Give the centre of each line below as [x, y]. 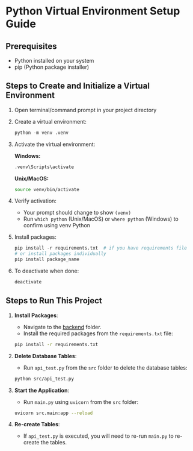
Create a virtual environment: [50, 121]
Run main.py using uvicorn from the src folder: [81, 402]
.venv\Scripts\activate [44, 167]
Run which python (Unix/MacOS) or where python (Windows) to [101, 219]
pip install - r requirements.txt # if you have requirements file [100, 248]
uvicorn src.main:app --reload [54, 413]
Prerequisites [31, 46]
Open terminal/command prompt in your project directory [85, 110]
